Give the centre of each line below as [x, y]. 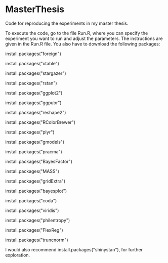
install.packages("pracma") [34, 151]
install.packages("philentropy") [38, 220]
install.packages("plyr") [30, 132]
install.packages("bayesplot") [36, 191]
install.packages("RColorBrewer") [40, 122]
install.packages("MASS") [32, 171]
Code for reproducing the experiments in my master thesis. [67, 23]
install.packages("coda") [31, 200]
